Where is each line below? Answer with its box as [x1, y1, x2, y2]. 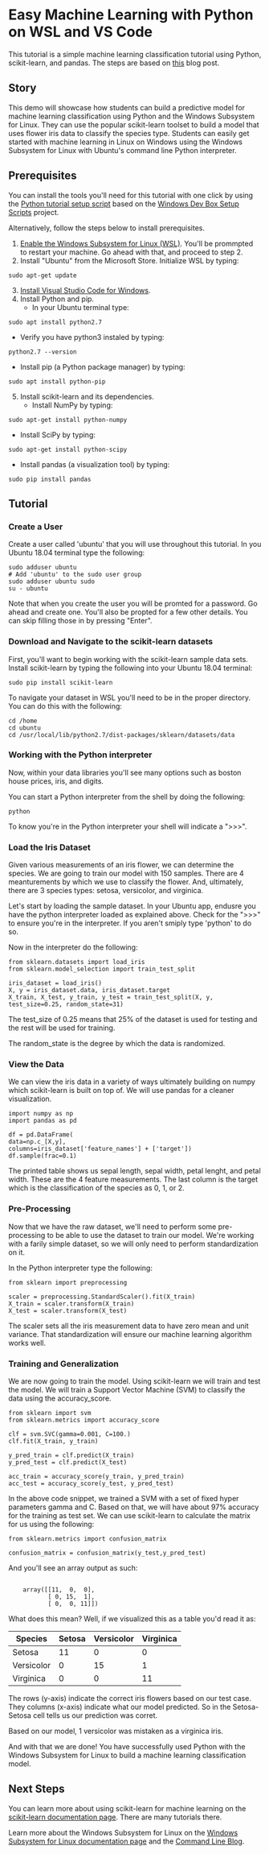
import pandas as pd [8, 1117, 78, 1125]
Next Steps [8, 1782, 65, 1796]
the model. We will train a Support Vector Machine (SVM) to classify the [8, 1385, 246, 1395]
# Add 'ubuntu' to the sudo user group [8, 570, 142, 579]
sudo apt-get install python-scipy [8, 445, 128, 453]
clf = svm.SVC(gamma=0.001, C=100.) [8, 1430, 131, 1438]
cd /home [8, 717, 38, 725]
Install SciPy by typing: [19, 429, 96, 440]
